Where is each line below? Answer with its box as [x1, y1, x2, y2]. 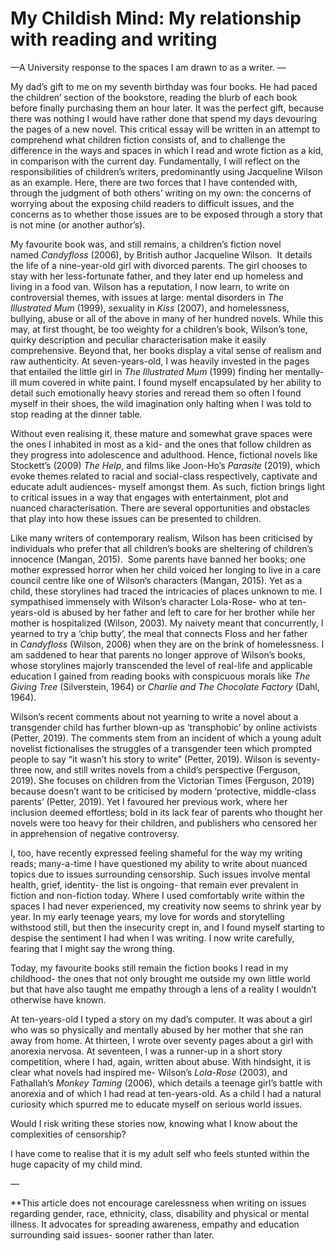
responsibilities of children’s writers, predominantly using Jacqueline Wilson [10, 165, 323, 177]
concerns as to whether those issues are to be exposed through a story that [10, 208, 323, 220]
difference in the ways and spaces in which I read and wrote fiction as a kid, [10, 144, 324, 156]
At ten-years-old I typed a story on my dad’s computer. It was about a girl [10, 1013, 313, 1025]
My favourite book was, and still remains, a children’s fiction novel [10, 238, 282, 250]
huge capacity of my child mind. [10, 1158, 143, 1170]
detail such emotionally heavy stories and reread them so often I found [10, 387, 302, 399]
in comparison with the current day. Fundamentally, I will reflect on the [10, 155, 300, 167]
